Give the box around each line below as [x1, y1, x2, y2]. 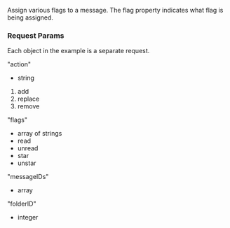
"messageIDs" [7, 173, 49, 181]
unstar [17, 159, 36, 167]
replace [17, 94, 40, 104]
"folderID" [7, 199, 36, 208]
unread [17, 144, 39, 152]
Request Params [7, 31, 65, 41]
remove [17, 102, 40, 111]
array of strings [17, 129, 62, 138]
